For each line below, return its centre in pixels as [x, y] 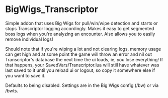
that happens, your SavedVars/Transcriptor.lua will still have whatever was [82, 65]
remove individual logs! [29, 39]
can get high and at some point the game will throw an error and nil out [79, 54]
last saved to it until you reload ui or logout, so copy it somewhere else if [80, 70]
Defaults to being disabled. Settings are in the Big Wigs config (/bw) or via [82, 85]
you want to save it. [25, 75]
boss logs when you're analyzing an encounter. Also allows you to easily [80, 34]
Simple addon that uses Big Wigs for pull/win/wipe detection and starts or [81, 23]
